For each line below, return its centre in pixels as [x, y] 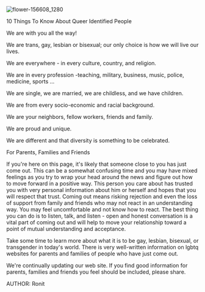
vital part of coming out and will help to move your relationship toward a [97, 222]
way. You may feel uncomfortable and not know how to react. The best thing [102, 209]
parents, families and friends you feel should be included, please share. [96, 272]
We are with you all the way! [42, 33]
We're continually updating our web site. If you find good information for [97, 265]
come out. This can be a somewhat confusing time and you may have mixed [102, 170]
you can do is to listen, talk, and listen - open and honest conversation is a [100, 216]
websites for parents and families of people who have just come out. [92, 254]
